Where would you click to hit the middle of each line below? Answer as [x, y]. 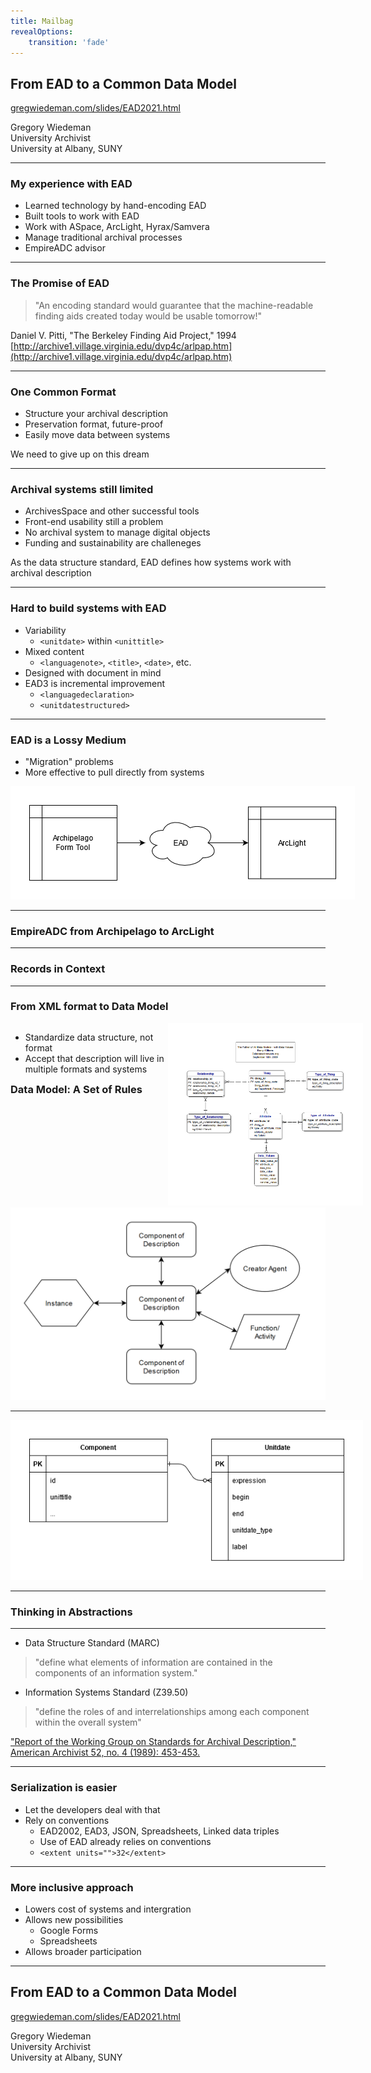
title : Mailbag [42, 21]
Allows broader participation [83, 1952]
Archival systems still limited [82, 489]
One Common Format [63, 392]
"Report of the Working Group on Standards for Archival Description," [153, 1742]
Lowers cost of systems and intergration [108, 1909]
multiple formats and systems [86, 1069]
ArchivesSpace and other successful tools [112, 511]
